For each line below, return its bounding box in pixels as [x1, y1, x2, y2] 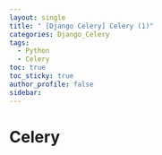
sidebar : [9, 88, 42, 97]
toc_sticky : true [9, 72, 74, 81]
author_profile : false [9, 80, 94, 89]
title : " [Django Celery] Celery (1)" [9, 22, 154, 30]
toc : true [9, 64, 47, 73]
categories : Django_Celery [9, 30, 110, 39]
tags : [9, 38, 30, 47]
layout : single [9, 13, 66, 22]
